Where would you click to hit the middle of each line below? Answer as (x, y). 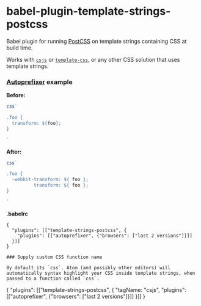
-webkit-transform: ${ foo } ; (50, 180)
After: (14, 152)
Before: (16, 95)
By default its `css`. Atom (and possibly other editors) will (89, 267)
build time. (20, 48)
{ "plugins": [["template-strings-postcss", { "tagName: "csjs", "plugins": (96, 289)
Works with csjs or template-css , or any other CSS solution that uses (93, 59)
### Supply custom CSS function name (54, 257)
